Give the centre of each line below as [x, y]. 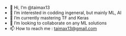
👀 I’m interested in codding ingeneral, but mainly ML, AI [65, 13]
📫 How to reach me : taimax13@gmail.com [53, 28]
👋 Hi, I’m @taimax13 [30, 8]
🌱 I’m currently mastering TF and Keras [49, 18]
